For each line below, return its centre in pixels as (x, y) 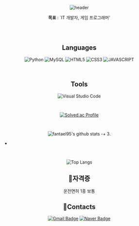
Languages (79, 48)
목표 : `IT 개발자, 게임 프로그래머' (79, 18)
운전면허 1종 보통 (79, 191)
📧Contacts (79, 207)
